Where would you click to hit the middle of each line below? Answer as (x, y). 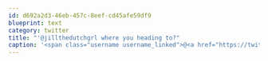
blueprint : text (35, 23)
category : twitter (39, 30)
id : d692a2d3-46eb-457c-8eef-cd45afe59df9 (80, 15)
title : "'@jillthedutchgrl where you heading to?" (94, 38)
